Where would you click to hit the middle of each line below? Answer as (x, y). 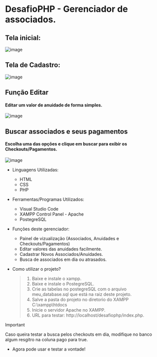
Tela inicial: (23, 38)
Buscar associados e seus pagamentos (66, 131)
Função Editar (27, 92)
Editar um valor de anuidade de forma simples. (54, 105)
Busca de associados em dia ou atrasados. (63, 259)
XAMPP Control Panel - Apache (52, 214)
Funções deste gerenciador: (41, 229)
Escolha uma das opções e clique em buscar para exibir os (66, 144)
